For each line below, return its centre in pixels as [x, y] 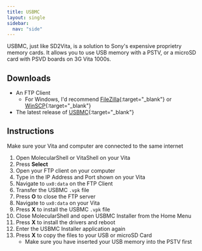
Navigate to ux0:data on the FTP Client [64, 184]
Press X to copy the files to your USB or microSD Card [84, 235]
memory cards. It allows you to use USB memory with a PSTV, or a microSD [102, 53]
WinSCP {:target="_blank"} [58, 106]
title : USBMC [23, 12]
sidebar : [18, 23]
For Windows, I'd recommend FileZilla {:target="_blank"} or [98, 99]
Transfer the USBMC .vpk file [53, 190]
